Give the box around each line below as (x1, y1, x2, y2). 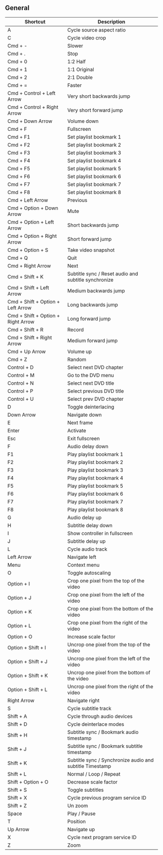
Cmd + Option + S (7, 247, 49, 253)
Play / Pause (67, 810, 96, 817)
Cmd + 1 (7, 66, 28, 72)
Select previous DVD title (67, 388, 124, 394)
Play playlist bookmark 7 (67, 498, 124, 505)
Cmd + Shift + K (7, 273, 44, 280)
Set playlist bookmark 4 (67, 157, 121, 164)
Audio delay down (67, 443, 109, 449)
